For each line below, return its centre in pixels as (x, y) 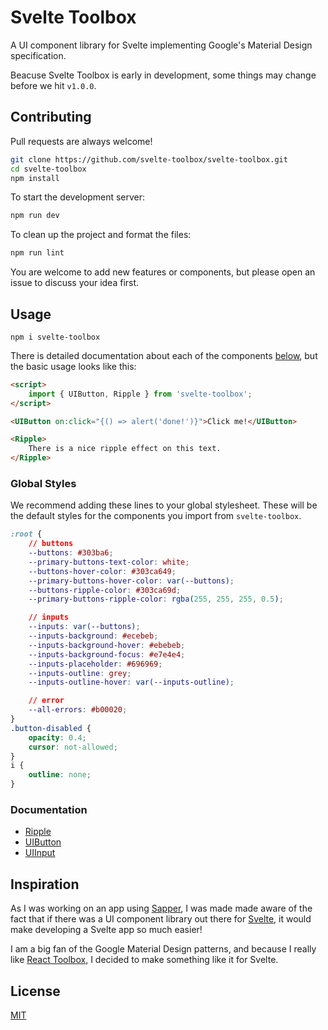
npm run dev (35, 216)
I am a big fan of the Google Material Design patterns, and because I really (163, 949)
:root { (26, 534)
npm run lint (37, 253)
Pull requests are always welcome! (81, 141)
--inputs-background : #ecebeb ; (93, 636)
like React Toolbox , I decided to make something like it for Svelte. (144, 960)
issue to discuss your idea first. (75, 283)
